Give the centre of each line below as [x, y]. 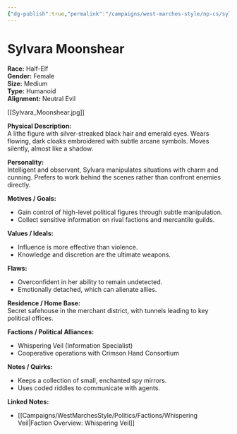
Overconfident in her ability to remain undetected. [90, 282]
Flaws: [17, 268]
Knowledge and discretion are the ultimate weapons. [94, 254]
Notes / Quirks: [30, 366]
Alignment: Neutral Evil [42, 98]
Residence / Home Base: [44, 303]
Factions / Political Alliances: [50, 332]
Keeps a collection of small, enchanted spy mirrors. [92, 380]
